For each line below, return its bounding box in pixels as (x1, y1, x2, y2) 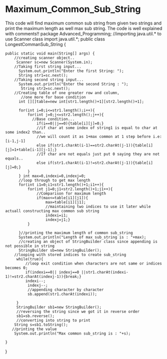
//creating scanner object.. (14, 55, 75, 60)
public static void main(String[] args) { (5, 51, 95, 56)
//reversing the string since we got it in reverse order (16, 309, 140, 314)
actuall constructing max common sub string (5, 208, 99, 213)
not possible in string (5, 243, 55, 248)
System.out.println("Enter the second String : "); (18, 81, 128, 86)
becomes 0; (5, 265, 28, 270)
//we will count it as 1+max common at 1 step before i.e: (36, 134, 162, 139)
